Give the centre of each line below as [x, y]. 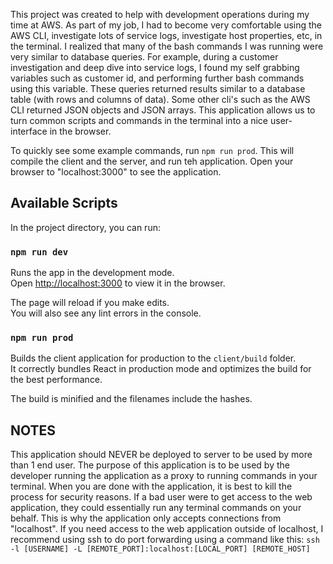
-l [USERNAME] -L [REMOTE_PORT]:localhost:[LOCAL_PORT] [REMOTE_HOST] [160, 549]
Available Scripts [64, 203]
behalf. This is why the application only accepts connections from [146, 518]
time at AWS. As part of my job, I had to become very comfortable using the [166, 25]
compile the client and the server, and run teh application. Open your [152, 161]
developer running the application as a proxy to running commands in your [164, 476]
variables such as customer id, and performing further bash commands [157, 78]
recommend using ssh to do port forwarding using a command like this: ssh [165, 540]
